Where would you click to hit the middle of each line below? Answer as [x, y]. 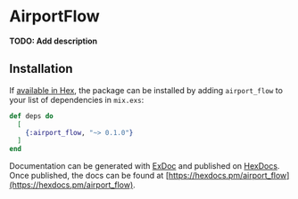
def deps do [31, 116]
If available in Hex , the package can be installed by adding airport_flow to [146, 90]
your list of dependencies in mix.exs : [77, 99]
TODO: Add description [54, 41]
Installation [41, 69]
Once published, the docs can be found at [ [89, 176]
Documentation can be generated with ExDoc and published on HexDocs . [145, 166]
